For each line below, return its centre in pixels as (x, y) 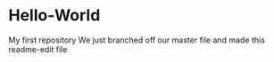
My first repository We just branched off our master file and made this (137, 40)
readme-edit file (38, 49)
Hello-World (54, 15)
